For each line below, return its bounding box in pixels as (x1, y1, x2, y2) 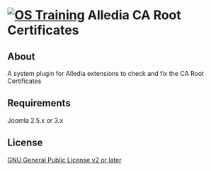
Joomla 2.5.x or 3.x (7, 116, 64, 124)
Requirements (7, 97, 71, 109)
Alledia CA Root (87, 7, 182, 23)
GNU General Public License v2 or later (7, 155, 122, 164)
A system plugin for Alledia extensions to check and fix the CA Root (7, 70, 204, 77)
